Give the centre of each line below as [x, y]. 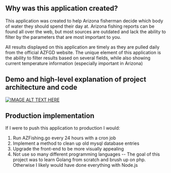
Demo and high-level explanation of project [76, 80]
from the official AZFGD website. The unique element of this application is [83, 52]
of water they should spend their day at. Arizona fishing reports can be [80, 26]
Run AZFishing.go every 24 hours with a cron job [64, 138]
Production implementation [50, 116]
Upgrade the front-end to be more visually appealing [68, 149]
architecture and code [41, 87]
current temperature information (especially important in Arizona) [74, 63]
